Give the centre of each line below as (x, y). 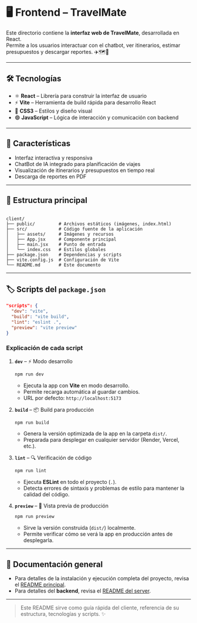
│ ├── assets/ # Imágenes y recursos (60, 234)
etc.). (30, 446)
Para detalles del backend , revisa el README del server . (83, 591)
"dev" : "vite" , (30, 311)
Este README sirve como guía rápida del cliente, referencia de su (100, 608)
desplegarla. (38, 540)
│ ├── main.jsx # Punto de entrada (56, 245)
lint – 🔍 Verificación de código (53, 458)
